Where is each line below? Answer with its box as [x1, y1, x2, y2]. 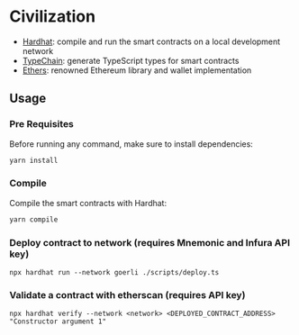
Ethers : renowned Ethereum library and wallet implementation [22, 65, 252, 76]
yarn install [9, 156, 59, 165]
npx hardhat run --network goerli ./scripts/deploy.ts [9, 267, 220, 276]
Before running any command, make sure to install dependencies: [9, 138, 254, 149]
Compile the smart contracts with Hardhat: [9, 197, 168, 208]
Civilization [9, 6, 96, 27]
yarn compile [9, 214, 59, 224]
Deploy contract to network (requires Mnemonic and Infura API [9, 236, 291, 249]
